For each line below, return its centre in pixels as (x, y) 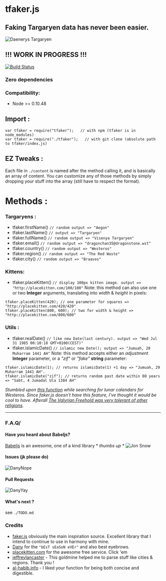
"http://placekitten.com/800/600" (41, 315)
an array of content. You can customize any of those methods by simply (78, 176)
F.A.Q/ (13, 423)
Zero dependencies (29, 79)
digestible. (23, 573)
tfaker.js (22, 9)
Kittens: (15, 272)
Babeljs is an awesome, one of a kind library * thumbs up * (65, 445)
